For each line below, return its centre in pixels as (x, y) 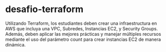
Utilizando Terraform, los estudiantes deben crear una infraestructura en (81, 23)
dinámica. (15, 44)
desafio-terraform (44, 9)
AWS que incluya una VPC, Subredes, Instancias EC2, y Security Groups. (82, 28)
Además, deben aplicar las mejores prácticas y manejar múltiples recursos (83, 34)
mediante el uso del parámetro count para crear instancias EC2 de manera (83, 39)
